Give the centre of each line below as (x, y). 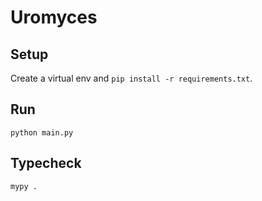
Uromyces (54, 17)
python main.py (42, 132)
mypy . (24, 186)
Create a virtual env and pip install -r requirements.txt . (131, 78)
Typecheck (46, 163)
